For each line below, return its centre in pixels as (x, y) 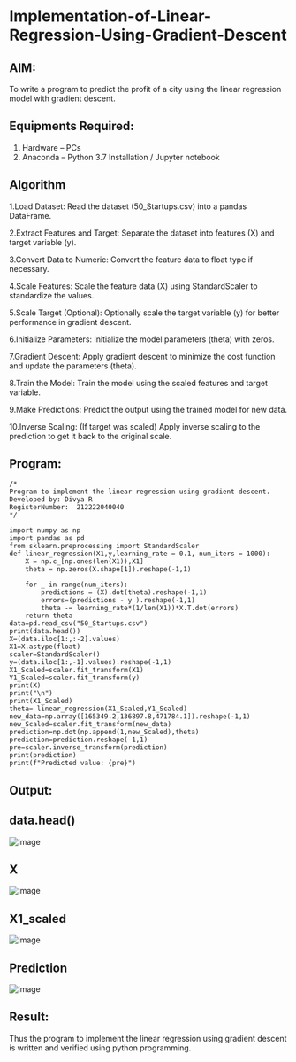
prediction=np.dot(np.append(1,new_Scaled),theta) (104, 733)
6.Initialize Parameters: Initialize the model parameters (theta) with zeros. (142, 339)
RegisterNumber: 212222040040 (67, 508)
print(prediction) (43, 756)
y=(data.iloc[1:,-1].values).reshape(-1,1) (91, 663)
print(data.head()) (45, 632)
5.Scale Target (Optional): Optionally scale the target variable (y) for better (144, 313)
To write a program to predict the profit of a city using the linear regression (145, 89)
